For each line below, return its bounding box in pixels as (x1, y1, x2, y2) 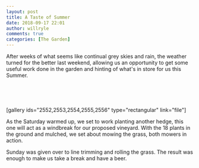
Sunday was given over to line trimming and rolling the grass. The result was (6, 148, 193, 155)
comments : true (6, 31, 44, 37)
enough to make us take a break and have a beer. (6, 155, 127, 161)
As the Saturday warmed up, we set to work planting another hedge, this (6, 118, 184, 125)
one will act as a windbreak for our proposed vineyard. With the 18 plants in (6, 125, 191, 131)
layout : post (6, 8, 39, 15)
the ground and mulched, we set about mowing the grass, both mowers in (6, 130, 187, 138)
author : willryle (6, 25, 49, 32)
